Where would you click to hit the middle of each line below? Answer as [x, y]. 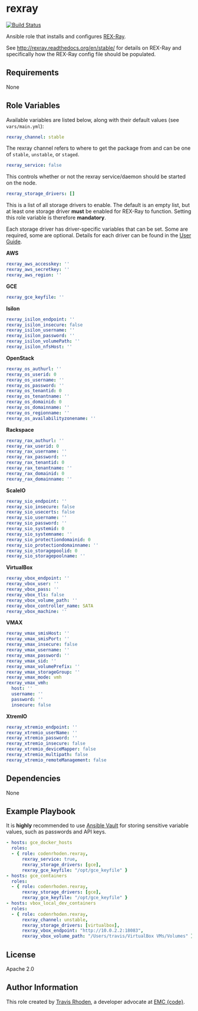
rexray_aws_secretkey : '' [38, 270]
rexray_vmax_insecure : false [42, 645]
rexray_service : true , [49, 860]
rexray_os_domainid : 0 [34, 402]
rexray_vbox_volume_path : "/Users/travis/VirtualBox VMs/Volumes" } [108, 936]
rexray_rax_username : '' [37, 451]
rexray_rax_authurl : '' [35, 440]
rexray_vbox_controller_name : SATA [50, 606]
